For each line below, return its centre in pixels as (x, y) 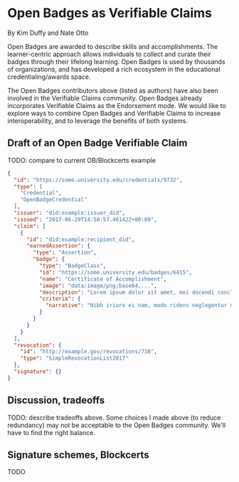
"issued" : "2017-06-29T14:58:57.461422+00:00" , (86, 219)
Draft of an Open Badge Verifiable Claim (97, 143)
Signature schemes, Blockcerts (78, 455)
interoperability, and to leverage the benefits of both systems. (98, 120)
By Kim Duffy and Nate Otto (48, 33)
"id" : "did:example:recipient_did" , (80, 240)
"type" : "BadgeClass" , (73, 266)
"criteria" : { (60, 299)
